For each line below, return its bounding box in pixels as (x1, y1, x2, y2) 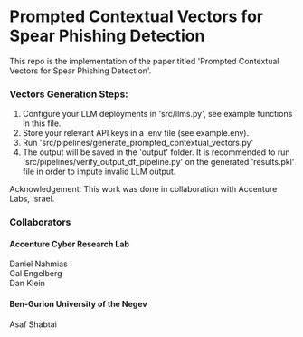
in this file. (22, 118, 62, 129)
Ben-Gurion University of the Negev (9, 298, 147, 309)
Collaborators (9, 216, 71, 228)
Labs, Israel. (9, 193, 55, 205)
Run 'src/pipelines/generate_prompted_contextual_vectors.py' (22, 138, 254, 149)
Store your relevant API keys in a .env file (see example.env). (22, 128, 250, 139)
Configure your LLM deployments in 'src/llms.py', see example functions (22, 109, 293, 120)
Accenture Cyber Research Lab (9, 238, 129, 249)
